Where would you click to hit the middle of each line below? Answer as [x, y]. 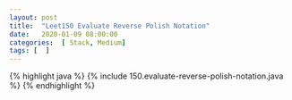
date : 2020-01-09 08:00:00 [64, 34]
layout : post [34, 17]
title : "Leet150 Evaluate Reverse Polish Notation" [110, 26]
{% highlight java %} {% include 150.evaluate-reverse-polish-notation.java [146, 76]
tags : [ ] [30, 51]
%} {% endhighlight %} [52, 86]
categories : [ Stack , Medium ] [68, 42]
